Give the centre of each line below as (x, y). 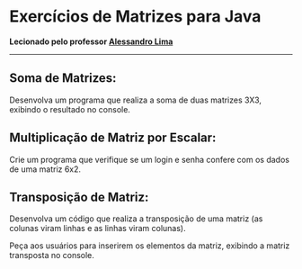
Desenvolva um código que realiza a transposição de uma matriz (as (136, 219)
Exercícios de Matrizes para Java (135, 17)
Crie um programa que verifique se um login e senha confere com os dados (150, 159)
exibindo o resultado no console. (70, 109)
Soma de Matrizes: (63, 78)
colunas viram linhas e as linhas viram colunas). (98, 229)
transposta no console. (52, 256)
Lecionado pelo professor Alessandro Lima (91, 41)
